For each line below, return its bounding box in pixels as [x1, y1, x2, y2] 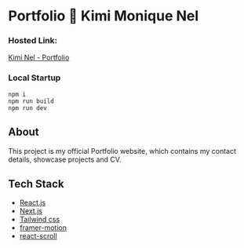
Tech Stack [8, 177, 64, 191]
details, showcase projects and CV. [8, 155, 122, 164]
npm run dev [8, 104, 47, 112]
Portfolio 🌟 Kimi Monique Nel [8, 7, 199, 25]
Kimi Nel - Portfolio [8, 53, 70, 62]
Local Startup [8, 72, 61, 83]
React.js [19, 198, 46, 207]
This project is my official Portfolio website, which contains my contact [8, 146, 237, 155]
